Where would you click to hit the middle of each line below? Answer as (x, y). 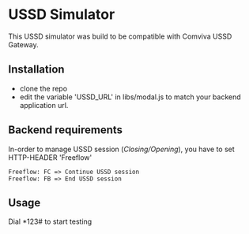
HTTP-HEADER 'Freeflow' (50, 157)
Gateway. (24, 44)
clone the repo (43, 88)
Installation (36, 70)
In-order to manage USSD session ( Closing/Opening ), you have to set (121, 149)
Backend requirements (66, 130)
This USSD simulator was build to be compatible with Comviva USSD (120, 36)
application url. (44, 105)
